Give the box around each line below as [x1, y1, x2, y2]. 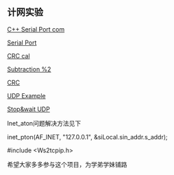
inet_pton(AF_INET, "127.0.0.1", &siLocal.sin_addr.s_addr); [7, 132, 168, 141]
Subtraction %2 [7, 65, 51, 73]
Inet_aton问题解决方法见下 [7, 119, 82, 127]
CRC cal [7, 51, 30, 60]
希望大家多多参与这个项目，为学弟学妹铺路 [7, 160, 127, 168]
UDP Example [7, 91, 46, 100]
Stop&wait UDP [7, 105, 50, 113]
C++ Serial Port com [7, 25, 65, 33]
